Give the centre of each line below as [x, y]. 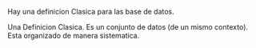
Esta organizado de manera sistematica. [74, 36]
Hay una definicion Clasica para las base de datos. [91, 12]
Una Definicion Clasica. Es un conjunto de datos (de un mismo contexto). [128, 27]
